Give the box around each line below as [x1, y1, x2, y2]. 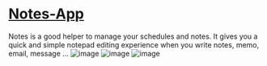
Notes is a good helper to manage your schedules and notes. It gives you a [8, 31, 258, 41]
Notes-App [8, 5, 85, 23]
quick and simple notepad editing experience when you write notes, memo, [8, 39, 260, 49]
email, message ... [8, 48, 69, 58]
